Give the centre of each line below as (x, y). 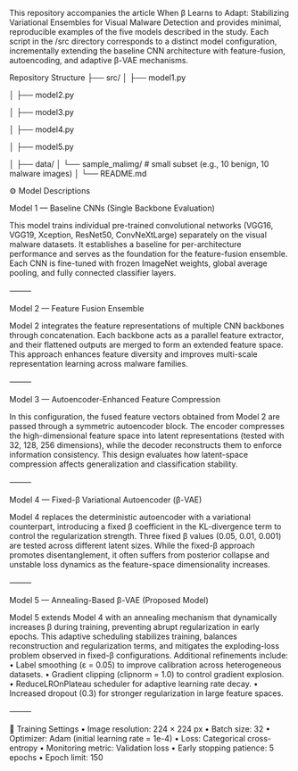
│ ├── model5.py (41, 147)
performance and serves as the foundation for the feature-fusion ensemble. (149, 254)
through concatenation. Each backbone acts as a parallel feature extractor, (146, 335)
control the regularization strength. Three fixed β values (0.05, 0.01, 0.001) (145, 536)
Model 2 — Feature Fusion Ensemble (77, 308)
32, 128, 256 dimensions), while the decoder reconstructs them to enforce (146, 445)
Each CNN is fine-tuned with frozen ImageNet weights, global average (138, 263)
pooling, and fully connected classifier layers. (93, 273)
